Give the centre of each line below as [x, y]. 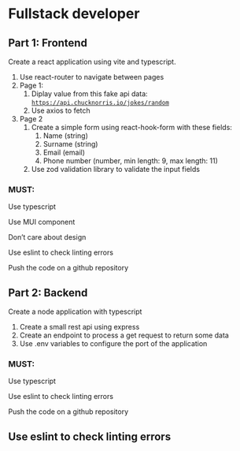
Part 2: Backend [48, 293]
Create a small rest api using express [79, 327]
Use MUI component [42, 222]
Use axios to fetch [61, 110]
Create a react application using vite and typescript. [92, 61]
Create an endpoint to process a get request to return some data [124, 335]
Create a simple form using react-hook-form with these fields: [131, 127]
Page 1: [31, 85]
